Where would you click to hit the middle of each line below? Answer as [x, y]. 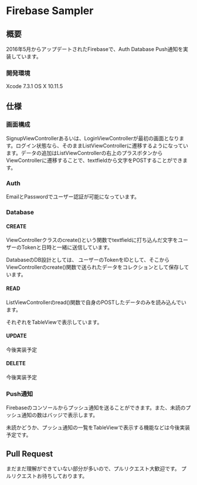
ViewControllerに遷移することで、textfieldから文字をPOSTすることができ [94, 160]
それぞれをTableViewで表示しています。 [54, 322]
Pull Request [30, 454]
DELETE [16, 363]
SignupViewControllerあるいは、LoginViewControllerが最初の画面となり [93, 138]
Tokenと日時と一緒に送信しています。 [67, 247]
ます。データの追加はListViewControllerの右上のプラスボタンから [84, 153]
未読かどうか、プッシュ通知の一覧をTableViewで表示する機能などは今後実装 [98, 427]
